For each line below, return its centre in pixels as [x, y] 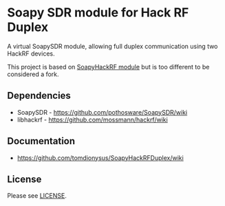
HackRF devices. [31, 54]
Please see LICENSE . [37, 196]
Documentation [41, 141]
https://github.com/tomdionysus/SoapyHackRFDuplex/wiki [100, 158]
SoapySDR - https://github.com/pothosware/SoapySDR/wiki [102, 112]
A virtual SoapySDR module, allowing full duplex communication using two [112, 46]
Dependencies [39, 96]
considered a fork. [33, 74]
